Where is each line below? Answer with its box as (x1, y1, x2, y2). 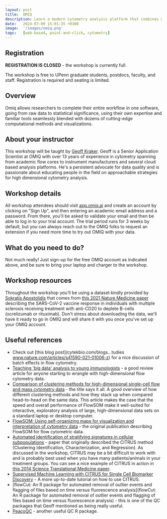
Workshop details (5, 189, 61, 197)
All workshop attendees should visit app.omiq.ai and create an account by (5, 202, 157, 208)
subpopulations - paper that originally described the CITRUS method (12, 439, 153, 445)
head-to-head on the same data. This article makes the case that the (12, 397, 154, 403)
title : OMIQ (5, 12, 32, 17)
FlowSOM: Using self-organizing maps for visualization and (12, 418, 134, 424)
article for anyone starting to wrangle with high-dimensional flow (12, 370, 145, 376)
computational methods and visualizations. (5, 121, 93, 127)
